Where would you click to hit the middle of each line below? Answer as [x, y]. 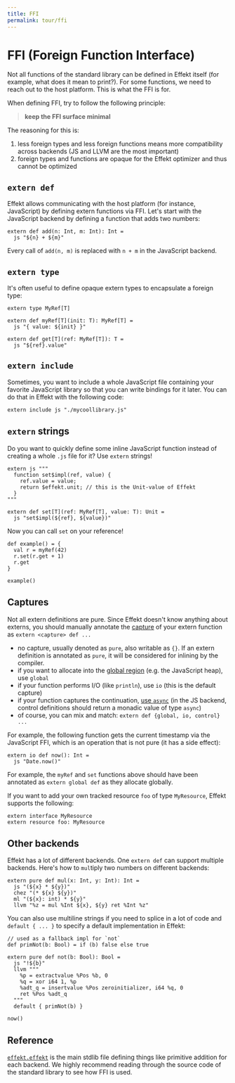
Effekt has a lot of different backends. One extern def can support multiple [116, 860]
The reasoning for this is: [43, 130]
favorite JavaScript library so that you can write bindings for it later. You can [117, 389]
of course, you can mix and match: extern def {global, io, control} [119, 715]
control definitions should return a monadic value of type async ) [109, 707]
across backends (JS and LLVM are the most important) [98, 151]
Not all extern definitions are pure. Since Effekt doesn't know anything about [117, 619]
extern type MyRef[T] [39, 309]
